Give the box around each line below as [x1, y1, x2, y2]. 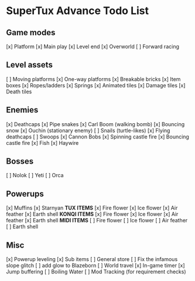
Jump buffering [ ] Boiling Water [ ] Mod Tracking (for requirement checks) [6, 268, 186, 275]
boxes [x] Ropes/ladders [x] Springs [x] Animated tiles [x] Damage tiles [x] [6, 82, 186, 89]
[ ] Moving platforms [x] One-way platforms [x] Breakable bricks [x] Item [6, 75, 181, 83]
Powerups [6, 189, 44, 199]
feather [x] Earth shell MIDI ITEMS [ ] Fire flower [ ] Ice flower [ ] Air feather [6, 217, 188, 224]
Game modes [6, 28, 56, 38]
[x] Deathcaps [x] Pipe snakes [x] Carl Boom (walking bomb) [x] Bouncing [6, 120, 185, 127]
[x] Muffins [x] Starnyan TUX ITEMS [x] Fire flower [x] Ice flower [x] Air [6, 204, 178, 212]
